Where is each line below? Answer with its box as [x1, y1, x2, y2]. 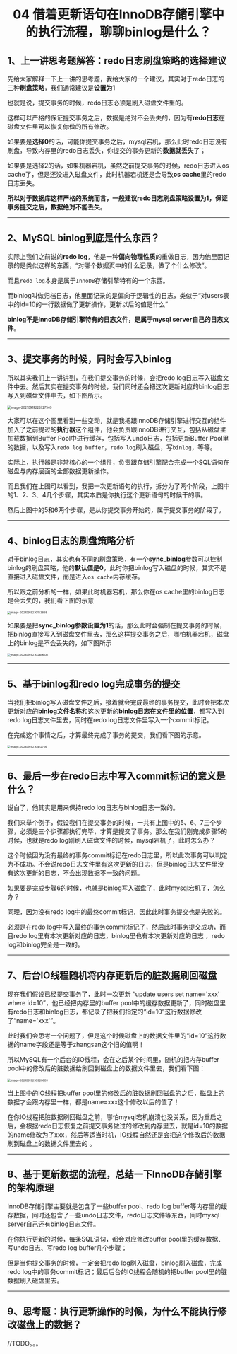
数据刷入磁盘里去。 [7, 1276, 63, 1285]
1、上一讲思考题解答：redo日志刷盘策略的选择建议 [7, 54, 227, 66]
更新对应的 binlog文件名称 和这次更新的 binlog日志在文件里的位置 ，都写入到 [7, 707, 224, 715]
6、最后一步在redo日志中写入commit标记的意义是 [7, 770, 226, 782]
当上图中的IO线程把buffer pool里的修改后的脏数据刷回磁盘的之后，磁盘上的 [7, 1089, 225, 1097]
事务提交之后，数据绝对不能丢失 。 [7, 203, 107, 211]
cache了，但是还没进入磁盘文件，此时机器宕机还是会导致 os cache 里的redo [7, 170, 227, 178]
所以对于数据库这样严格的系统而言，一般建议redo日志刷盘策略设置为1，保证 [7, 194, 228, 202]
